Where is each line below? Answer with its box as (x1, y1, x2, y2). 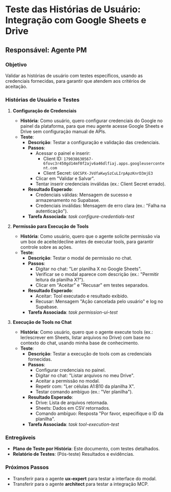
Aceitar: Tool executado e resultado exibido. (35, 293, 129, 299)
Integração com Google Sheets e (5, 14, 146, 26)
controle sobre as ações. (20, 244, 73, 250)
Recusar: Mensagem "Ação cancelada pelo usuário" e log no (35, 298, 163, 304)
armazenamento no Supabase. (35, 197, 101, 203)
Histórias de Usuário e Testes (5, 96, 80, 103)
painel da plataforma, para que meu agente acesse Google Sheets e (20, 123, 164, 129)
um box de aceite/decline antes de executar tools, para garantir (20, 239, 154, 245)
